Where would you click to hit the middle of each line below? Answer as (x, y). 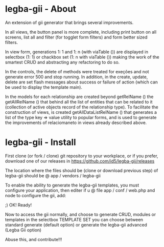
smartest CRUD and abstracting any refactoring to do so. (62, 62)
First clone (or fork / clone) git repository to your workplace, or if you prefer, (82, 156)
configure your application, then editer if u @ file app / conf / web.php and (80, 190)
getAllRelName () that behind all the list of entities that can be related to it (79, 102)
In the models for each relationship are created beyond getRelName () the (79, 97)
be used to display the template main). (44, 87)
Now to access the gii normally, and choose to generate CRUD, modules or (81, 214)
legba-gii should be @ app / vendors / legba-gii (53, 175)
